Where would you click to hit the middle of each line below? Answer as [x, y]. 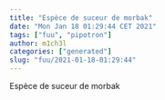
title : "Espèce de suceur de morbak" [81, 18]
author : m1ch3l [38, 43]
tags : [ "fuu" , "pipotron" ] [61, 35]
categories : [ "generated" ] [61, 52]
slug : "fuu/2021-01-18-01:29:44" [73, 60]
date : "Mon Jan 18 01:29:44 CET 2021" [83, 26]
